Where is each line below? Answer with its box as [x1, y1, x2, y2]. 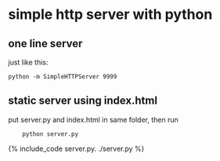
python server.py [22, 130, 79, 138]
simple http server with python [8, 5, 213, 24]
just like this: [8, 57, 49, 67]
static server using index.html [8, 94, 158, 108]
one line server [8, 37, 83, 50]
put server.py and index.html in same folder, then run [8, 115, 179, 124]
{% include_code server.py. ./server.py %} [8, 144, 145, 153]
